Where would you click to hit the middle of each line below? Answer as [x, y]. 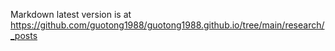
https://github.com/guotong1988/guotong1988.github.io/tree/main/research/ [167, 25]
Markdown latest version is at [71, 14]
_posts [24, 35]
